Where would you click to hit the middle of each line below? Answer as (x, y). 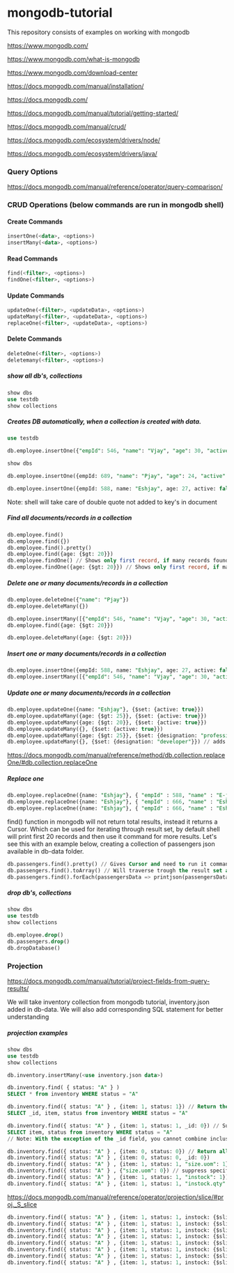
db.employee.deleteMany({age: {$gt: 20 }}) (70, 638)
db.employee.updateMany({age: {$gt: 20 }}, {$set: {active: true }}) (107, 723)
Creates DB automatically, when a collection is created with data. (104, 422)
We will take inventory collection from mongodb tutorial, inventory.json (109, 1002)
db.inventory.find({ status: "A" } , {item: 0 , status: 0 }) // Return (112, 1151)
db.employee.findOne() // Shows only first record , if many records (109, 561)
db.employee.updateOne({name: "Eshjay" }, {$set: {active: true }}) (106, 710)
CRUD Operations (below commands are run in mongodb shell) (116, 205)
